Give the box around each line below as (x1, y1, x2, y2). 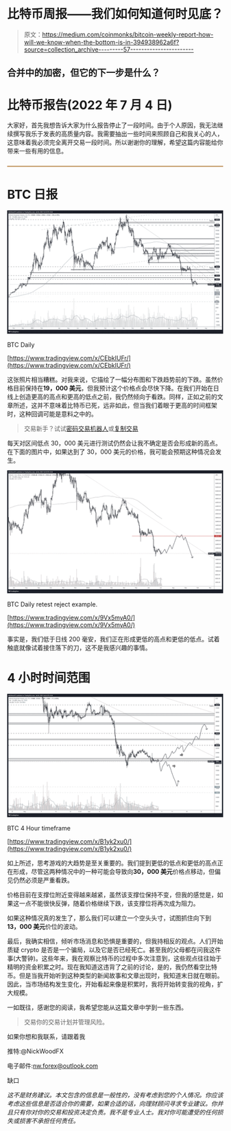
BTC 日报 (7, 187, 58, 203)
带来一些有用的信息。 (7, 147, 67, 155)
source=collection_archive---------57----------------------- (23, 45, 194, 54)
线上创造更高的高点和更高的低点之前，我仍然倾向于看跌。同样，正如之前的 (7, 393, 217, 401)
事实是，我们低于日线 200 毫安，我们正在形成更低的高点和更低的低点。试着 (7, 635, 221, 644)
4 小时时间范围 (7, 670, 90, 686)
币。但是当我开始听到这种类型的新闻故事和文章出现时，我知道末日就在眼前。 (7, 971, 223, 980)
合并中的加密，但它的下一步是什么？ (7, 67, 160, 79)
